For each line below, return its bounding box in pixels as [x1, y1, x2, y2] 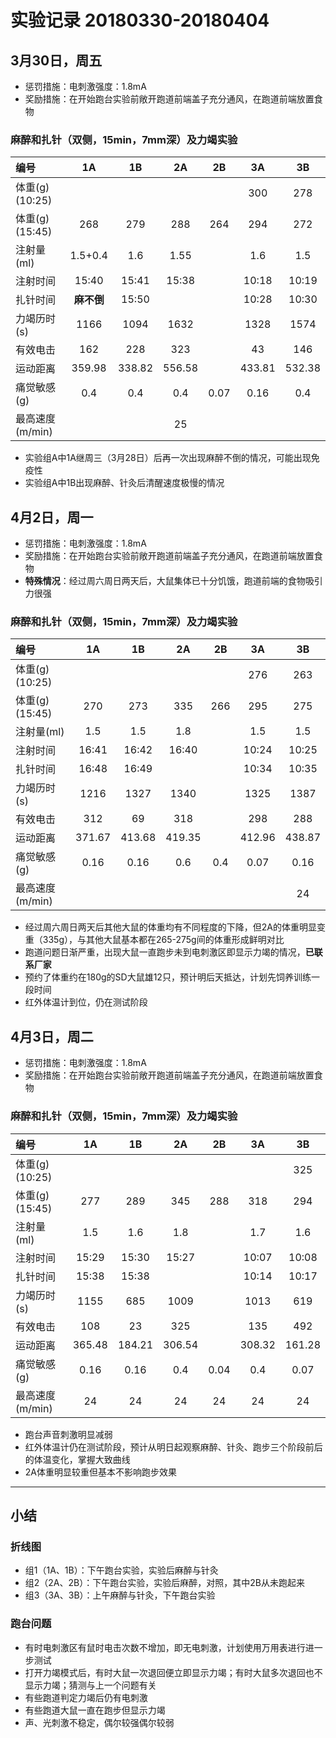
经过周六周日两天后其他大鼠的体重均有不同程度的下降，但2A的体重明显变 [24, 921, 326, 933]
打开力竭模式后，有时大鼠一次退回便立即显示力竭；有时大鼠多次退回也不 [24, 1666, 323, 1678]
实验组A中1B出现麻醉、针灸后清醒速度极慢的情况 [24, 477, 225, 489]
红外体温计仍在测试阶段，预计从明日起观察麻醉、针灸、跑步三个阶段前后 [24, 1441, 323, 1453]
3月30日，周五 [10, 52, 103, 69]
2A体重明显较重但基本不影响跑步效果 [24, 1466, 177, 1478]
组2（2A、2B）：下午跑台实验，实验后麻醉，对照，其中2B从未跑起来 [24, 1577, 305, 1589]
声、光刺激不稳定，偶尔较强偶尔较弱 [24, 1716, 175, 1728]
